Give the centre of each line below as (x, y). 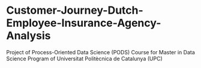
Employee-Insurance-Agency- (84, 23)
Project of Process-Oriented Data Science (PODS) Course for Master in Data (100, 52)
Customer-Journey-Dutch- (75, 10)
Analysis (28, 36)
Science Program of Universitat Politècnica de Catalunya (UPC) (85, 58)
